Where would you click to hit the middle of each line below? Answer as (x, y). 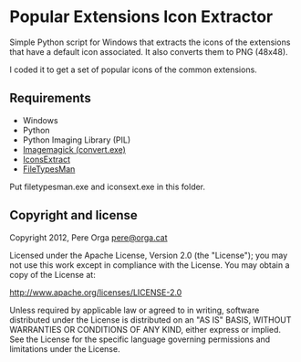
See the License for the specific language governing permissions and (140, 339)
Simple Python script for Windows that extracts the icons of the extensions (150, 42)
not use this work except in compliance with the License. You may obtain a (150, 265)
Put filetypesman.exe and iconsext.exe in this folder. (108, 186)
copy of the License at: (52, 274)
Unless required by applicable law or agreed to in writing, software (135, 310)
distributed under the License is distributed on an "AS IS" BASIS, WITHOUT (150, 319)
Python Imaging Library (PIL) (77, 140)
